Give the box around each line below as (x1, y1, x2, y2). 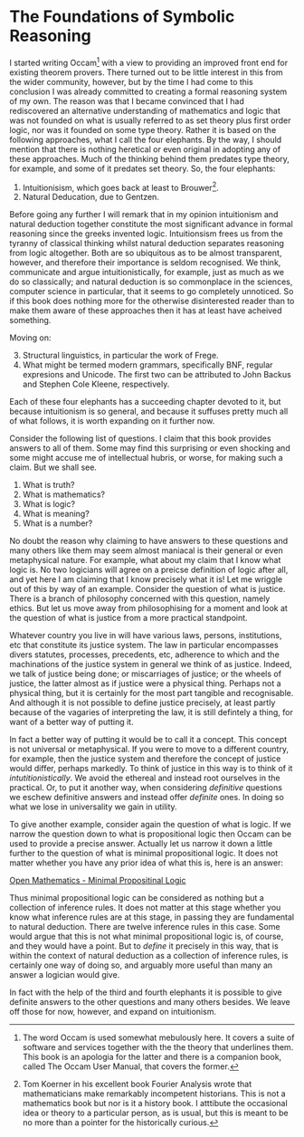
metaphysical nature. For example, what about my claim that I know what (9, 555, 281, 566)
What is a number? (22, 518, 93, 529)
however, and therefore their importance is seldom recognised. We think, (9, 257, 281, 268)
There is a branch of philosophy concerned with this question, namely (9, 593, 271, 604)
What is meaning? (22, 509, 90, 520)
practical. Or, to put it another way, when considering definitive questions (9, 782, 283, 793)
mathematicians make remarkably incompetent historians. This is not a (22, 1088, 287, 1099)
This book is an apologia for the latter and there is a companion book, (22, 1052, 282, 1063)
